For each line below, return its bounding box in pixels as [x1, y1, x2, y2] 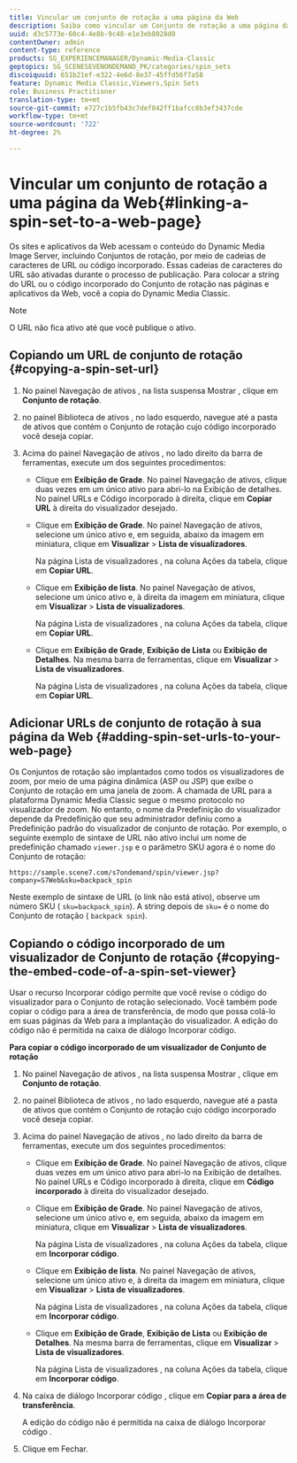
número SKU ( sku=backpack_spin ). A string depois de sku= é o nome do [9, 901, 270, 912]
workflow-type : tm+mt [9, 112, 89, 120]
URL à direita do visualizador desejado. [34, 502, 179, 513]
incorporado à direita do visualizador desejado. [34, 1186, 209, 1197]
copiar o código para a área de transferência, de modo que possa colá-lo [9, 1006, 276, 1017]
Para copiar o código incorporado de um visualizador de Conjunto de [9, 1042, 267, 1053]
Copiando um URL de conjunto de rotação [9, 348, 243, 363]
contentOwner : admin [9, 37, 86, 47]
